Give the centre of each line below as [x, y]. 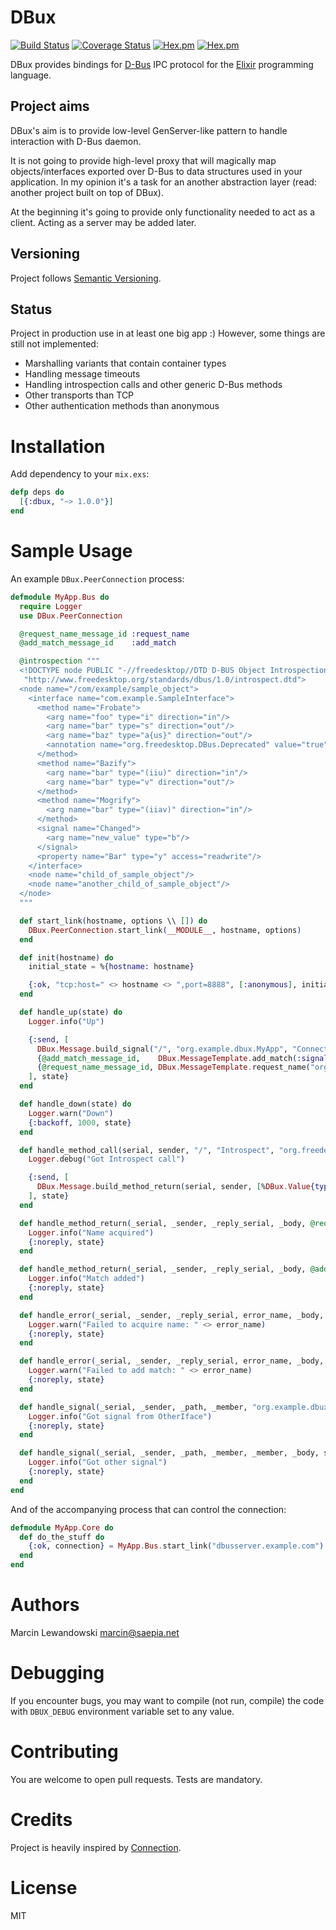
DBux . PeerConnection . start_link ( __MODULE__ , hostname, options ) [165, 930]
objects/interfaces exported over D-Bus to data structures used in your [156, 171]
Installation [58, 446]
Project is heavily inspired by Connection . [96, 1847]
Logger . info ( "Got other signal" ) [98, 1462]
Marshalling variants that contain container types [125, 363]
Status [31, 309]
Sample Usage [71, 551]
